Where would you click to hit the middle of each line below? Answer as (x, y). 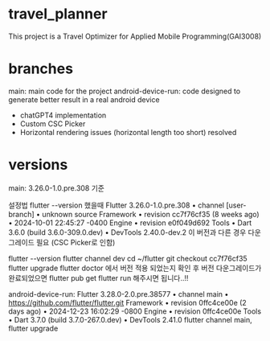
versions (38, 165)
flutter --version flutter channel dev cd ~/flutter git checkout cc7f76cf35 (128, 258)
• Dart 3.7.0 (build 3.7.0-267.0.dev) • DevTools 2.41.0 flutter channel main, (130, 319)
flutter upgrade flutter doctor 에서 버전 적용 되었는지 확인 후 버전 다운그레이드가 (135, 268)
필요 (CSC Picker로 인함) (76, 242)
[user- (236, 205)
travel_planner (58, 14)
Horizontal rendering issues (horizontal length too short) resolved (128, 132)
